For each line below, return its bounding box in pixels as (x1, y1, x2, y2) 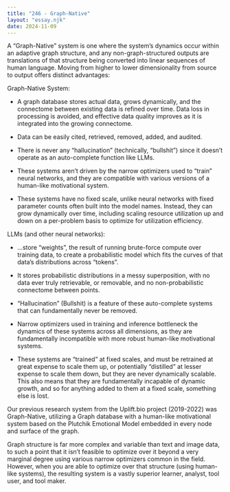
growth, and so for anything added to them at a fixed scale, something (16, 385, 216, 393)
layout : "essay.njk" (7, 17, 67, 23)
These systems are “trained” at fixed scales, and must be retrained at (16, 355, 214, 363)
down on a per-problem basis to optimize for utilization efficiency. (16, 217, 204, 225)
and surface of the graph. (7, 427, 80, 436)
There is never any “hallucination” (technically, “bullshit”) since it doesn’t (16, 146, 223, 155)
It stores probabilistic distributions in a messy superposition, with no (16, 271, 211, 279)
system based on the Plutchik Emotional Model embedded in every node (7, 420, 212, 428)
